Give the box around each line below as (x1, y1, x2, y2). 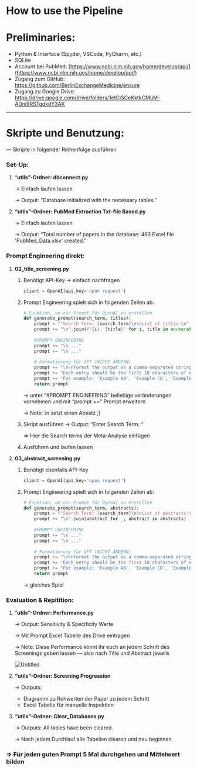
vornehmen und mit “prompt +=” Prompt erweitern (23, 398, 146, 405)
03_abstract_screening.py (14, 454, 81, 462)
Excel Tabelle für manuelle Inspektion (23, 701, 114, 709)
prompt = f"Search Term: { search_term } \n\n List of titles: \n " (34, 321, 189, 327)
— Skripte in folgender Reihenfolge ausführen (6, 146, 117, 153)
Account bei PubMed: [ (14, 63, 71, 70)
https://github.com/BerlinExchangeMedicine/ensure (14, 82, 140, 89)
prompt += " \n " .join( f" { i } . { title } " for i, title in (34, 326, 168, 333)
